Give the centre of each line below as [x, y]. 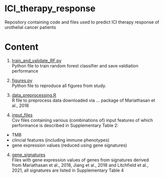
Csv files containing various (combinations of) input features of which [82, 120]
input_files [22, 115]
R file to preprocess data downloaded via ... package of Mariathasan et [83, 100]
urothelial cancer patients [30, 27]
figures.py [22, 80]
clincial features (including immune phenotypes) [61, 140]
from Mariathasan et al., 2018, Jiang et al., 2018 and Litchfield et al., [80, 165]
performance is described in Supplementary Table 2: [65, 125]
